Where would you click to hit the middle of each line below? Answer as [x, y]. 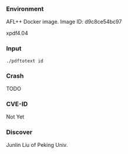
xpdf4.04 [17, 33]
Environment [25, 9]
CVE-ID [17, 104]
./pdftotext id [25, 61]
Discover [19, 132]
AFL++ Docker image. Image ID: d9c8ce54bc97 [64, 22]
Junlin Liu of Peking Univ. [37, 145]
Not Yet [15, 117]
